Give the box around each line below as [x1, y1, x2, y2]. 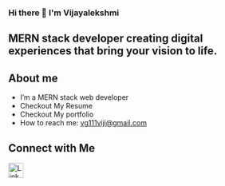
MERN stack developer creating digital [8, 32, 203, 46]
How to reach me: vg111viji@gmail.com [19, 118, 148, 128]
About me [8, 71, 58, 85]
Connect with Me [8, 141, 96, 155]
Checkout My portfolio [19, 109, 94, 119]
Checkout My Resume [19, 101, 93, 111]
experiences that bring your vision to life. [8, 44, 218, 58]
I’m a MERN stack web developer [19, 93, 129, 102]
